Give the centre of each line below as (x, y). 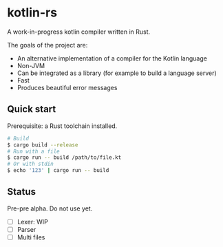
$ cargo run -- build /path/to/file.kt (64, 158)
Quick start (32, 109)
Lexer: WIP (32, 222)
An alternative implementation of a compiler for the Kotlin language (112, 58)
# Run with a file (33, 151)
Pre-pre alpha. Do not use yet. (50, 208)
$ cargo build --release (43, 145)
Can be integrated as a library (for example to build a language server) (117, 73)
